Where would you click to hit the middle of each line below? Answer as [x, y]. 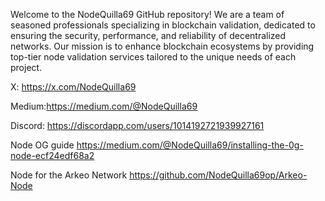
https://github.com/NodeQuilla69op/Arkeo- [218, 175]
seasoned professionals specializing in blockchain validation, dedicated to [163, 25]
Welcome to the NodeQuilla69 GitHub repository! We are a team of [147, 14]
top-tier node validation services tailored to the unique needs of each [153, 57]
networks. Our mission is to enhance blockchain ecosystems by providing [162, 46]
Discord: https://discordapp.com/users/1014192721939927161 [137, 125]
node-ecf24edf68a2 [52, 155]
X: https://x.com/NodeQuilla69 [73, 87]
